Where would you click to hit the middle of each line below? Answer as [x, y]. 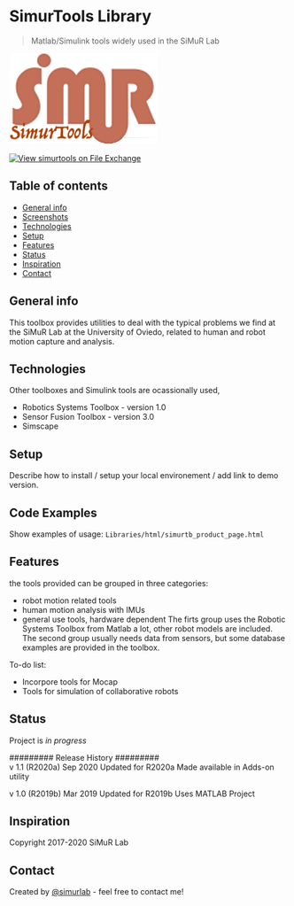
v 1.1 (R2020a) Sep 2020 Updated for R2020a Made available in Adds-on [142, 767]
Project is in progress [48, 740]
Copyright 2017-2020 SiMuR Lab [69, 842]
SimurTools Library [81, 16]
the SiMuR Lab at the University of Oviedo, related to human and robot [137, 332]
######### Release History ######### [84, 757]
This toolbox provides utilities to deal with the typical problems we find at [143, 322]
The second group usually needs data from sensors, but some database [154, 638]
